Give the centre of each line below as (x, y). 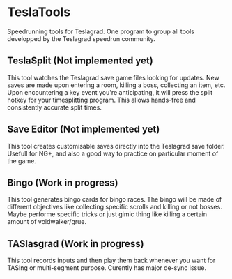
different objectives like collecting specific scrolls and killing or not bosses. (115, 207)
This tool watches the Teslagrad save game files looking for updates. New (113, 77)
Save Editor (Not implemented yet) (84, 129)
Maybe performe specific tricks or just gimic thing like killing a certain (107, 214)
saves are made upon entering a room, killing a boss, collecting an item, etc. (116, 85)
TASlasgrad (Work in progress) (76, 244)
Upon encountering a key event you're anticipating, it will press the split (110, 92)
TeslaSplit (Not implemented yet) (80, 61)
